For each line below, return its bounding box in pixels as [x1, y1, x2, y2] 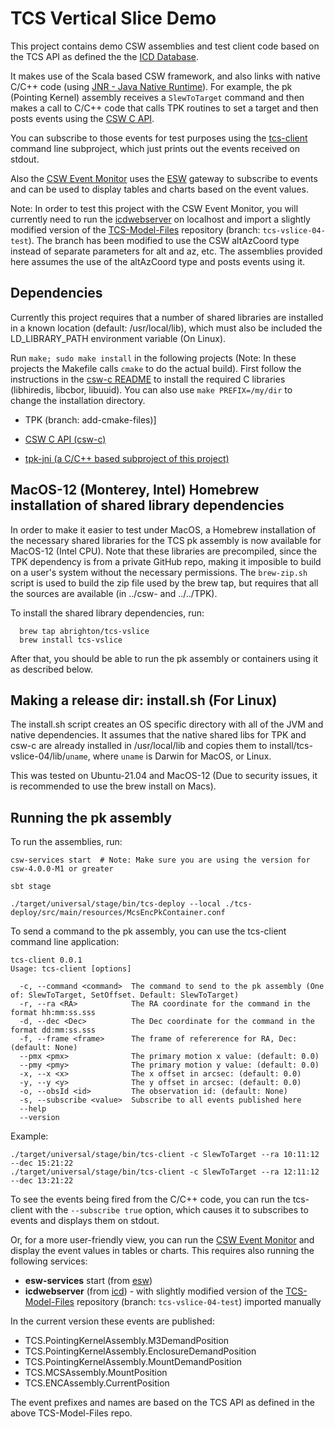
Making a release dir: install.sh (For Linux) [10, 692, 278, 709]
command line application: [10, 936, 120, 948]
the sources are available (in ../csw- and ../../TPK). [10, 587, 218, 599]
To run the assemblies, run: [10, 836, 123, 848]
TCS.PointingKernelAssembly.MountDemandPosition [24, 1356, 243, 1368]
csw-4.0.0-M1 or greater [10, 864, 114, 874]
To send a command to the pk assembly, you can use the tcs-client [10, 925, 287, 937]
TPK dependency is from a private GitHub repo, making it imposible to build [10, 555, 322, 567]
